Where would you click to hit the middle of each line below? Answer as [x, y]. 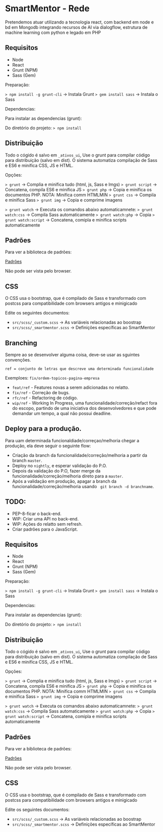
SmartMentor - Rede [47, 9]
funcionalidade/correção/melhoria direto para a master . [68, 476]
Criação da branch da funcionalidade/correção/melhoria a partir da [80, 455]
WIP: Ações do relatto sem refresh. [47, 524]
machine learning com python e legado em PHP [53, 32]
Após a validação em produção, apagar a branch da [64, 481]
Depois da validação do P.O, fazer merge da [56, 471]
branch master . [27, 460]
